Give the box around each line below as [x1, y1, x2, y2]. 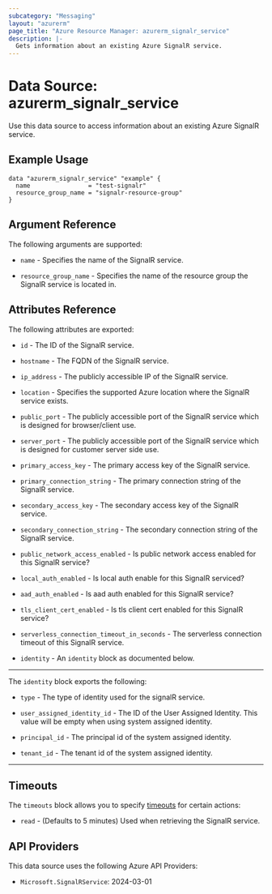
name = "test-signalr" [15, 182, 147, 190]
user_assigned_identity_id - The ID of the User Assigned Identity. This [19, 708, 258, 717]
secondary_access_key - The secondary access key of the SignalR [19, 500, 239, 510]
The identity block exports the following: [8, 676, 147, 686]
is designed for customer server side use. [19, 444, 159, 454]
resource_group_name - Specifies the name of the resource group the [19, 271, 249, 280]
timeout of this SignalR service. [19, 637, 125, 647]
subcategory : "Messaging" [8, 11, 96, 20]
